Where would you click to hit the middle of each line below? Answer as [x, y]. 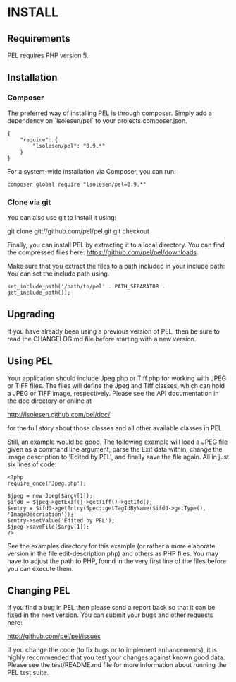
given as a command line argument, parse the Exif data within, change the [115, 449]
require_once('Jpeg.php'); [47, 483]
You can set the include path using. [58, 274]
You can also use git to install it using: [62, 217]
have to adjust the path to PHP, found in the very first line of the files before [117, 561]
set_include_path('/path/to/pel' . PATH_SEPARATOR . [86, 286]
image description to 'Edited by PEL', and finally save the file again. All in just [118, 457]
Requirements [39, 39]
